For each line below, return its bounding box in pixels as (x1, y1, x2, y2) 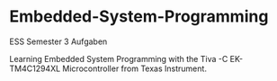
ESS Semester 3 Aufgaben (9, 36, 108, 47)
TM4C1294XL (9, 63, 61, 74)
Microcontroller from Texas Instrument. (62, 63, 207, 74)
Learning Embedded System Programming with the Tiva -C (9, 53, 228, 64)
